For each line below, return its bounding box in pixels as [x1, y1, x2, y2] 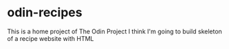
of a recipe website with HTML [7, 34, 94, 42]
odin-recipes [7, 5, 83, 20]
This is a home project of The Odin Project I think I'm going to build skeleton [7, 27, 222, 35]
